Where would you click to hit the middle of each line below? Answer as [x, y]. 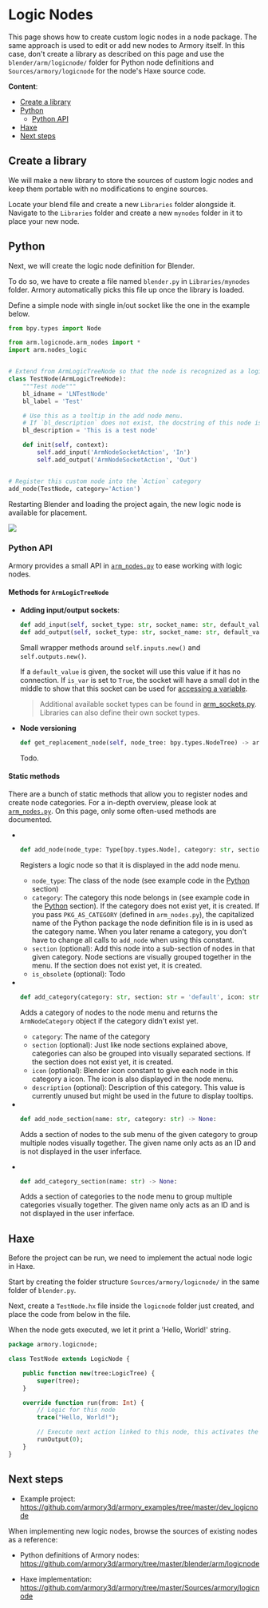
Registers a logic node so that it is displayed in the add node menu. [130, 864]
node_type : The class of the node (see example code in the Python [140, 880]
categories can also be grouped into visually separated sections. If [141, 1053]
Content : [23, 86]
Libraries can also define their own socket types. [120, 712]
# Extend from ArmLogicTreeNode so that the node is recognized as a [126, 372]
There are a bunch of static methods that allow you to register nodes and [128, 794]
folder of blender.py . [42, 1291]
